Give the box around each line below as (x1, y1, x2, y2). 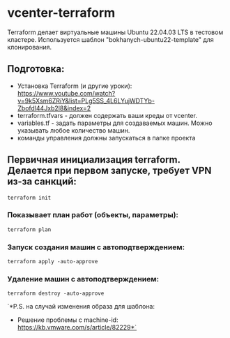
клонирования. (7, 43, 52, 51)
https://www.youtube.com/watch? (17, 89, 116, 97)
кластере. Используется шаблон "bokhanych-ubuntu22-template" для (7, 35, 214, 43)
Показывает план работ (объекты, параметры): (7, 210, 179, 220)
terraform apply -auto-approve (7, 258, 98, 265)
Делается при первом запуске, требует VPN (7, 165, 212, 177)
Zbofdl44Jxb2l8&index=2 (17, 103, 91, 112)
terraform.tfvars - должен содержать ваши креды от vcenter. (17, 111, 197, 119)
